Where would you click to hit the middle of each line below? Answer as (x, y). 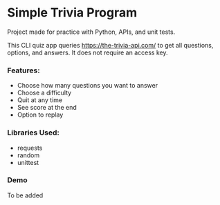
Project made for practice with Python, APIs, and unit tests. (91, 32)
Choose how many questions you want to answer (88, 86)
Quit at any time (40, 100)
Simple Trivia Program (72, 13)
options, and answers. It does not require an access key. (88, 52)
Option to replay (40, 115)
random (28, 155)
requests (30, 148)
